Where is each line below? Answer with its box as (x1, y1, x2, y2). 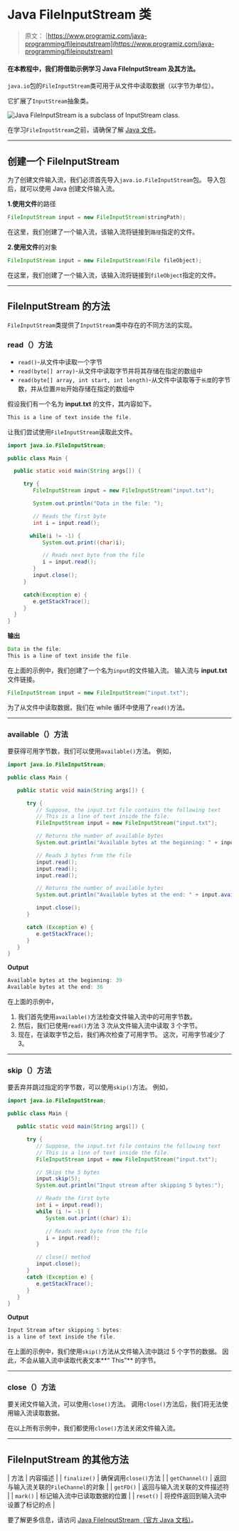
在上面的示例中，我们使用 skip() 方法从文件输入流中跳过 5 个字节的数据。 (7, 1347, 221, 1356)
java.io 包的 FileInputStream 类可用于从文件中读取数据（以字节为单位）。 (7, 81, 218, 90)
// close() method (36, 1254, 91, 1261)
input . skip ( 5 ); (36, 1175, 81, 1182)
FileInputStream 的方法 (7, 300, 110, 312)
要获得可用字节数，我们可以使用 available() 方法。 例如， (7, 747, 176, 756)
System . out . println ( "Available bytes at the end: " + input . (36, 891, 221, 898)
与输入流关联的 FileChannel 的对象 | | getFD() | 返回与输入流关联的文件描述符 (7, 1483, 230, 1491)
